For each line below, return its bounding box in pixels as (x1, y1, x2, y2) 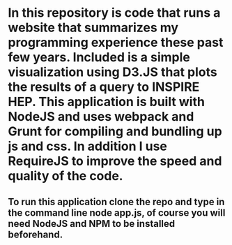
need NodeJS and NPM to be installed (8, 218, 176, 230)
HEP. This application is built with (8, 94, 205, 110)
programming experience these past (8, 35, 224, 50)
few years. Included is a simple (8, 50, 190, 66)
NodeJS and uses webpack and (8, 109, 194, 125)
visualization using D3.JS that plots (8, 64, 218, 80)
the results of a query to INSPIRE (8, 79, 200, 95)
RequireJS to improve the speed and (8, 154, 222, 169)
